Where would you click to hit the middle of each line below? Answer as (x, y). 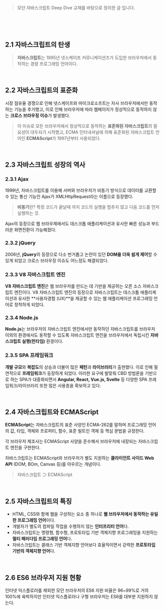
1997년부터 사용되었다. (79, 138)
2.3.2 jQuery (20, 243)
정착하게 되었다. (29, 305)
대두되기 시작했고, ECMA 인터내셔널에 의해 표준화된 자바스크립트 (92, 132)
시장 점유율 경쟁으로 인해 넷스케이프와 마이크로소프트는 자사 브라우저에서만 (77, 103)
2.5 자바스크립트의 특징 (39, 501)
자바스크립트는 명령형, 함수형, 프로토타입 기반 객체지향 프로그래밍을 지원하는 (85, 533)
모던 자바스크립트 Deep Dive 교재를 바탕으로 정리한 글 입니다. (76, 8)
